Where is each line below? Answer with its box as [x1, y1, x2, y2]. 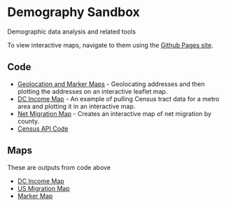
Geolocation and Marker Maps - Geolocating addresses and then [17, 80, 205, 88]
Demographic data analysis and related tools [7, 27, 136, 36]
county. [17, 117, 40, 125]
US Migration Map [17, 184, 70, 192]
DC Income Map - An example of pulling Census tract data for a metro [17, 94, 220, 103]
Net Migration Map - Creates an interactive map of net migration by [17, 109, 212, 117]
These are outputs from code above [7, 163, 111, 171]
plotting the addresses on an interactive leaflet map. [17, 87, 168, 95]
